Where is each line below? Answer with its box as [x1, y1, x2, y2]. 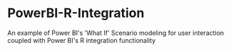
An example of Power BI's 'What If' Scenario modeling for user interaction [7, 28, 225, 37]
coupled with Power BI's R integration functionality [7, 36, 156, 44]
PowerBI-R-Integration [7, 5, 145, 21]
